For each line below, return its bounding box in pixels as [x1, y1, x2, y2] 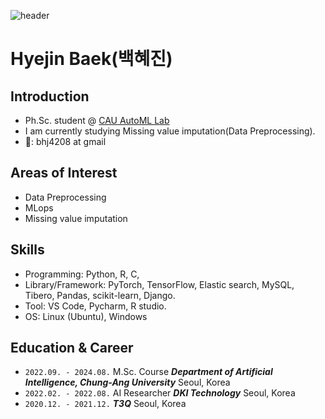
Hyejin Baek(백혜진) [10, 48, 173, 70]
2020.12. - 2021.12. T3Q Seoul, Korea [24, 398, 187, 410]
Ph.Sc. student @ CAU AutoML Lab [24, 115, 170, 126]
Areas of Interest [10, 165, 118, 182]
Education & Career [10, 340, 134, 357]
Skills [10, 241, 45, 259]
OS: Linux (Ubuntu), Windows [24, 310, 148, 322]
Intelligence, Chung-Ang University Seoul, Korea [24, 376, 231, 389]
